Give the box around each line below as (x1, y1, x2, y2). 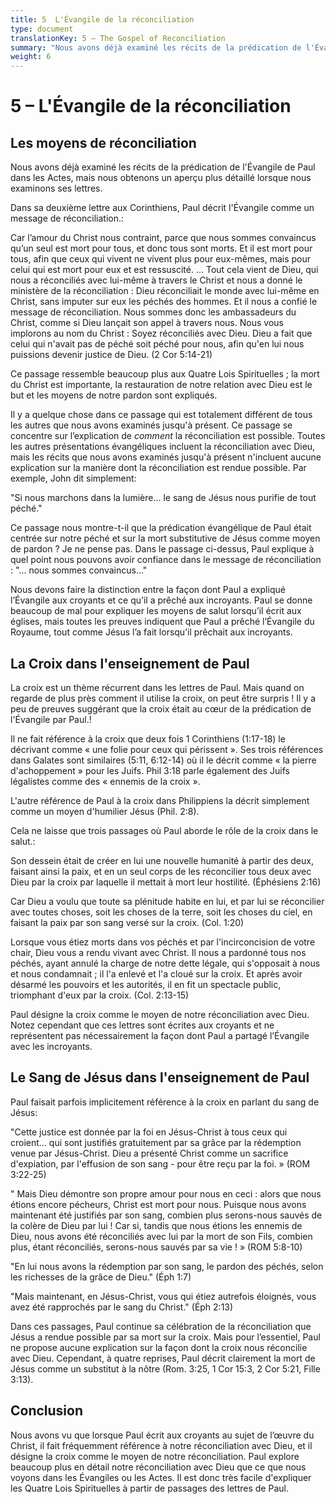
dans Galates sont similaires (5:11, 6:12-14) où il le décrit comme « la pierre (10, 754, 317, 766)
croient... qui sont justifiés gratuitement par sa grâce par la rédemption (10, 1136, 302, 1148)
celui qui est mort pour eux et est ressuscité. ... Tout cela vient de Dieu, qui (10, 264, 319, 276)
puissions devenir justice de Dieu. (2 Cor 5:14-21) (10, 349, 213, 361)
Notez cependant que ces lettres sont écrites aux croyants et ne (10, 1019, 275, 1031)
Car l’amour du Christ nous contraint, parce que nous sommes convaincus (10, 232, 317, 244)
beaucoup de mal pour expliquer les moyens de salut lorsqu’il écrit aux (10, 605, 302, 617)
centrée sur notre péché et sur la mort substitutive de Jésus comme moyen (10, 532, 321, 545)
